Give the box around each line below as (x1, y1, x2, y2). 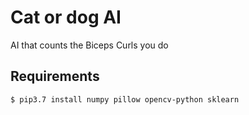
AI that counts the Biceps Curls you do (10, 39, 169, 51)
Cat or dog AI (10, 6, 122, 29)
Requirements (10, 68, 100, 85)
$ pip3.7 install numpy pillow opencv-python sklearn (10, 94, 240, 105)
